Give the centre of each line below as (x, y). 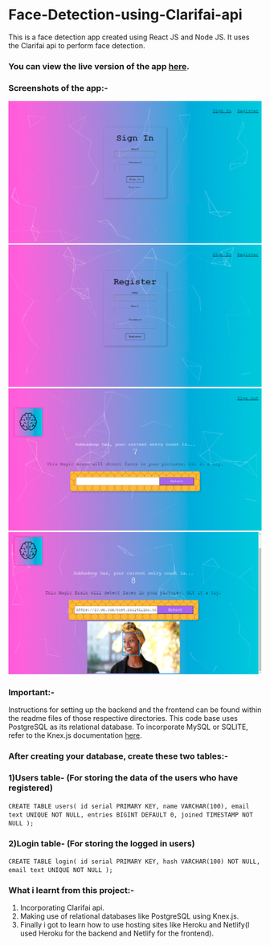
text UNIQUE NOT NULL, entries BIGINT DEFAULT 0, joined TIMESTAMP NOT (131, 815)
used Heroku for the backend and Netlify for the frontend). (117, 933)
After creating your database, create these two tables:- (119, 756)
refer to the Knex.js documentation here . (75, 735)
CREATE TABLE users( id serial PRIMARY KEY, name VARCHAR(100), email (129, 806)
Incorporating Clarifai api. (62, 908)
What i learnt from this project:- (72, 890)
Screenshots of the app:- (58, 88)
